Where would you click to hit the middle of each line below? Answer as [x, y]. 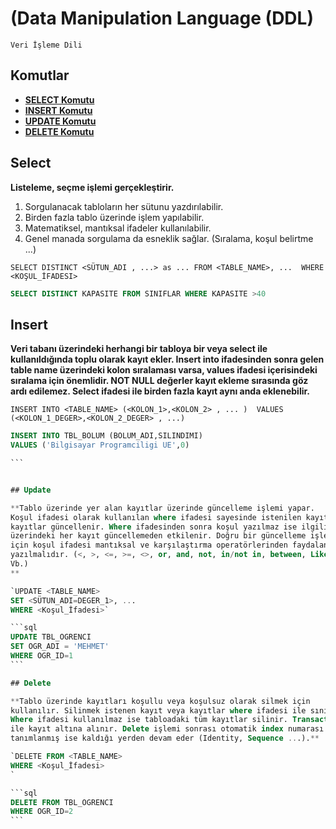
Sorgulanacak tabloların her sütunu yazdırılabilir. [124, 206]
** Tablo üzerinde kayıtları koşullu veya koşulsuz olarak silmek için [160, 701]
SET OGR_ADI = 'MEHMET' [60, 647]
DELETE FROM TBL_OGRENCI [62, 802]
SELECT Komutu [59, 99]
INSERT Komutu [58, 110]
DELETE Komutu [59, 131]
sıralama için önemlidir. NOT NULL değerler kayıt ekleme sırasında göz [159, 381]
